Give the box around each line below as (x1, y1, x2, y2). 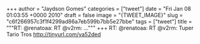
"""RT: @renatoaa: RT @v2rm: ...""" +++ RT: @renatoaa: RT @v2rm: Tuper (6, 24, 194, 31)
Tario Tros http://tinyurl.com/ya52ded (6, 31, 101, 38)
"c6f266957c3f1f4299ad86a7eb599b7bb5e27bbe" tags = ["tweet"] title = (6, 18, 193, 25)
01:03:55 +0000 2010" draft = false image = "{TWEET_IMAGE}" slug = (6, 11, 183, 19)
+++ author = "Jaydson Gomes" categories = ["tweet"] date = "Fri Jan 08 (6, 5, 191, 12)
